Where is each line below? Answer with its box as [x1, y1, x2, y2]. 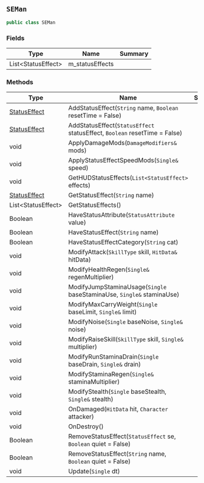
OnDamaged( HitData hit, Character [68, 405, 168, 413]
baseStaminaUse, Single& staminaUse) [68, 291, 180, 299]
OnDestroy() [68, 422, 104, 431]
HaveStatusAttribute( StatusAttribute [68, 211, 175, 219]
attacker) [68, 413, 94, 421]
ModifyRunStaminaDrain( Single [68, 353, 159, 361]
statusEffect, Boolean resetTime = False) [68, 129, 183, 137]
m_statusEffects [68, 59, 114, 68]
